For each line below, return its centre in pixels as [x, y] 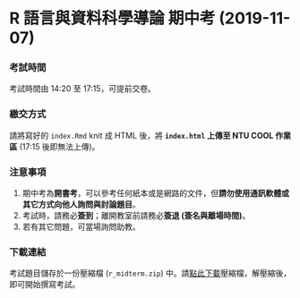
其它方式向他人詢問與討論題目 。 [81, 204]
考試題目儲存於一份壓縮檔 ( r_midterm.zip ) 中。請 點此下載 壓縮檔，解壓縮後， [150, 273]
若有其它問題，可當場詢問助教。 [81, 227]
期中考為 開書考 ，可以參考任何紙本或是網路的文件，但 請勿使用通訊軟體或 [155, 193]
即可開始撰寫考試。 [45, 285]
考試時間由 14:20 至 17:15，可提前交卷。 [83, 89]
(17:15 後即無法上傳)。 [60, 146]
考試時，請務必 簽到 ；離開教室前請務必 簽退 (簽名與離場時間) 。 [136, 216]
